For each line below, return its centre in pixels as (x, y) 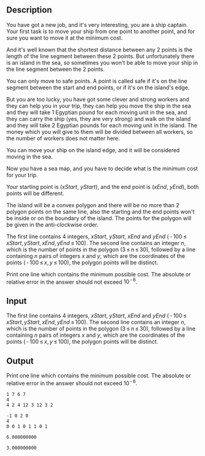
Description (29, 10)
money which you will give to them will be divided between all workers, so (99, 131)
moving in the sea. (30, 156)
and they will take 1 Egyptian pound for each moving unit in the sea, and (97, 112)
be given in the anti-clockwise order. (53, 224)
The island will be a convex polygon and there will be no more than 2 (93, 205)
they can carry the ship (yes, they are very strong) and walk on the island (99, 119)
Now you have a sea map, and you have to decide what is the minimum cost (102, 168)
